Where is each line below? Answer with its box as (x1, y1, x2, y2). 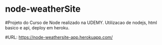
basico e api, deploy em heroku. (5, 24, 70, 30)
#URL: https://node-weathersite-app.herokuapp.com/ (5, 34, 113, 40)
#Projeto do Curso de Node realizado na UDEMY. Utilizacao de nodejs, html (5, 20, 157, 25)
